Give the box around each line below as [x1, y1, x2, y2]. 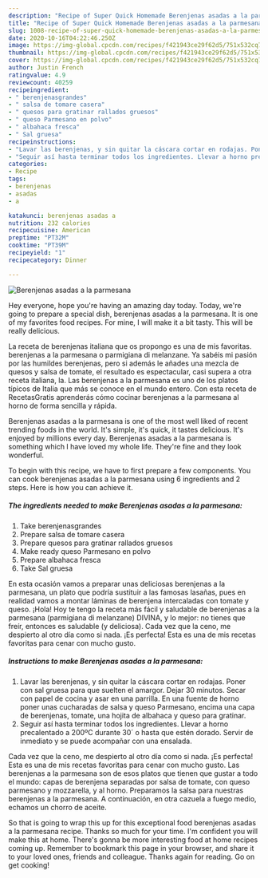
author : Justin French [8, 64, 84, 72]
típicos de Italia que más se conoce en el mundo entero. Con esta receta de [8, 384, 257, 394]
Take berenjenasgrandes [19, 520, 102, 531]
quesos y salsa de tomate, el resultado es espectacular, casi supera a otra [8, 366, 252, 376]
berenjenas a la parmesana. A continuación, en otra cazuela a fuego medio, [8, 793, 257, 803]
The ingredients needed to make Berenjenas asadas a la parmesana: [8, 500, 243, 511]
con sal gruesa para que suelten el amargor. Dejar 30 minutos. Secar [19, 685, 246, 694]
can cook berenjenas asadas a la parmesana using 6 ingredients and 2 [8, 474, 241, 484]
